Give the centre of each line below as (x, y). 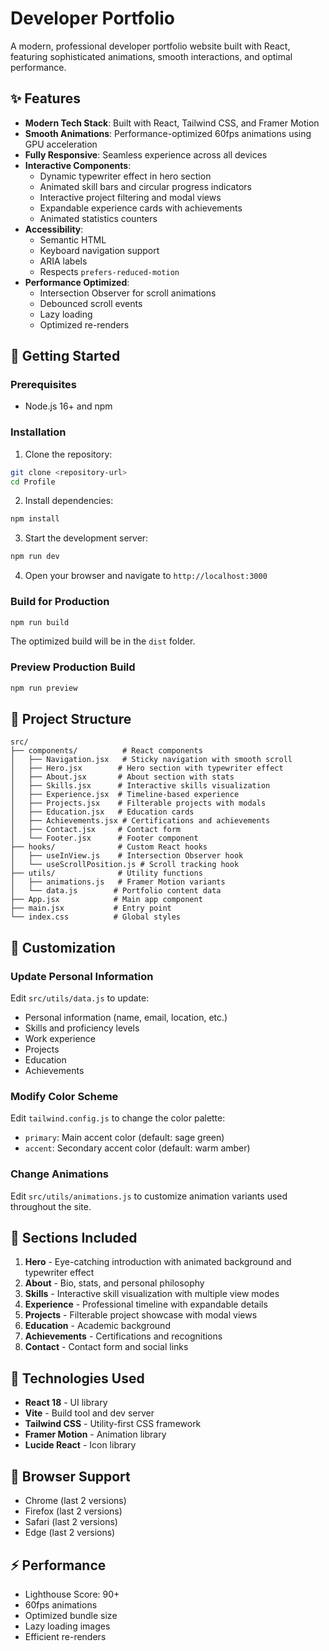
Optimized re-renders (84, 324)
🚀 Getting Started (65, 356)
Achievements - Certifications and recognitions (123, 1336)
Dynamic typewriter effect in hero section (125, 176)
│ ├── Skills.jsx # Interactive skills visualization (140, 786)
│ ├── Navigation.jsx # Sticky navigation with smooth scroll (151, 760)
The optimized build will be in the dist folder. (103, 641)
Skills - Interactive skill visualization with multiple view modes (152, 1294)
